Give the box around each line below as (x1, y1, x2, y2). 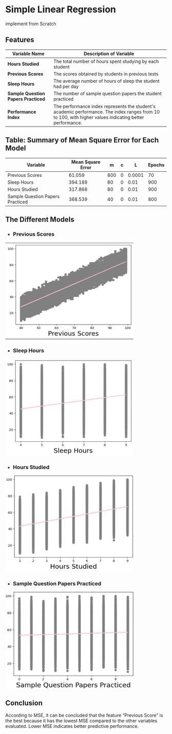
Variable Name (12, 50, 45, 57)
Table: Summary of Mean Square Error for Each (5, 136, 159, 145)
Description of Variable (83, 50, 135, 57)
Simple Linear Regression (5, 4, 116, 15)
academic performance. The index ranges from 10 (53, 109, 160, 115)
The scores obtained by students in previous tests (53, 70, 159, 77)
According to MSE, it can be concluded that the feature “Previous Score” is (5, 712, 163, 719)
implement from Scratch (5, 21, 56, 27)
